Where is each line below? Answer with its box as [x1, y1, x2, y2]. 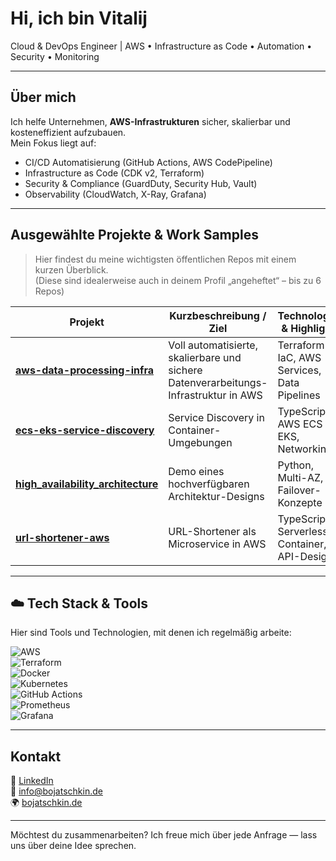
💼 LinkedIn [10, 775, 54, 787]
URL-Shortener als [168, 524, 257, 538]
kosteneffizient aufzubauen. [10, 126, 127, 138]
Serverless [277, 524, 328, 538]
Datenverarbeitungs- [168, 375, 268, 389]
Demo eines [168, 464, 225, 478]
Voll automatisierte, [168, 338, 258, 352]
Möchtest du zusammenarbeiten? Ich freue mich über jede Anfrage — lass [10, 829, 318, 841]
